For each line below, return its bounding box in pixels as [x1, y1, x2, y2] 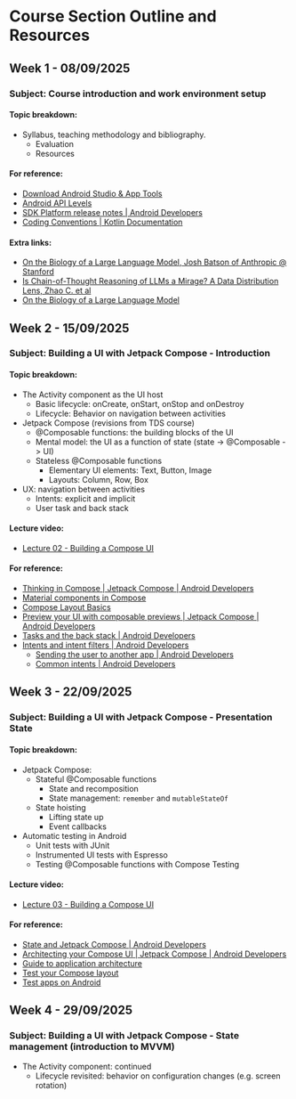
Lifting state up [48, 811, 104, 822]
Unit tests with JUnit [35, 840, 110, 851]
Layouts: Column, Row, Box [48, 474, 149, 484]
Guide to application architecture [21, 957, 142, 968]
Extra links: [9, 237, 52, 248]
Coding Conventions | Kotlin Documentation [21, 216, 183, 227]
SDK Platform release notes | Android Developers [21, 207, 203, 217]
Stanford [21, 266, 55, 277]
